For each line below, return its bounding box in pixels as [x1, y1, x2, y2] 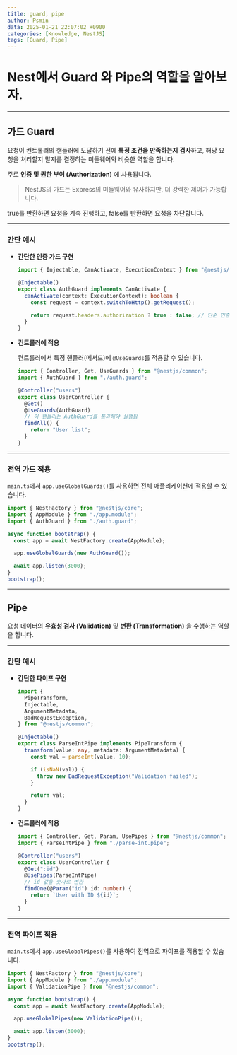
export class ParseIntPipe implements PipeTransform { [17, 740, 183, 747]
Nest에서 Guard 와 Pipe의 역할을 [7, 69, 190, 86]
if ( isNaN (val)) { [30, 766, 85, 773]
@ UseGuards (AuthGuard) [24, 407, 91, 414]
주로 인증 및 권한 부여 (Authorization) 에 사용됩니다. [7, 170, 152, 178]
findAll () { [24, 420, 59, 427]
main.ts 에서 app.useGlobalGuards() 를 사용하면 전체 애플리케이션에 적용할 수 [7, 482, 220, 490]
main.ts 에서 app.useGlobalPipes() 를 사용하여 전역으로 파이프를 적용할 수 [7, 947, 212, 955]
